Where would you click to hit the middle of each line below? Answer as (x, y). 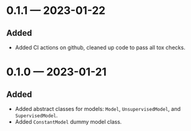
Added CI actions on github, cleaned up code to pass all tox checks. (100, 47)
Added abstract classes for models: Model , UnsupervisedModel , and (98, 109)
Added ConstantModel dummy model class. (69, 122)
